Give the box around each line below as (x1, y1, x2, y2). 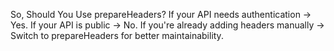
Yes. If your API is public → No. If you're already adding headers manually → (10, 19, 325, 31)
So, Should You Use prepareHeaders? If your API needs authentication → (10, 9, 312, 20)
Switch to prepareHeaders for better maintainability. (10, 30, 224, 41)
